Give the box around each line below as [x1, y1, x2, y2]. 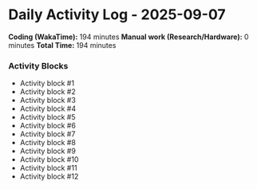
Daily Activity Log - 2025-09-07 [8, 6, 226, 24]
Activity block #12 [19, 171, 79, 181]
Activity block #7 [19, 129, 76, 139]
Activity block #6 [19, 121, 76, 131]
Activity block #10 [19, 155, 79, 164]
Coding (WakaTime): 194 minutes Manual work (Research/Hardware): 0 [8, 32, 249, 41]
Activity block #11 [19, 163, 77, 173]
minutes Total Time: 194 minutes [8, 40, 117, 49]
